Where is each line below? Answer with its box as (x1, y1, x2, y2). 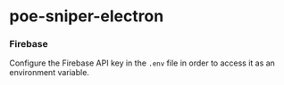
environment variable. (9, 67, 89, 78)
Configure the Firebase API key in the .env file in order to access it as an (9, 58, 275, 68)
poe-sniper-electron (9, 6, 164, 27)
